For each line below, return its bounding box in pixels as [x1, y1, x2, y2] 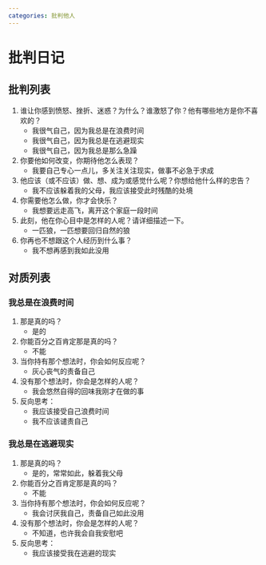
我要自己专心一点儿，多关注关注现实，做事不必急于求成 [31, 165, 214, 175]
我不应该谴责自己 [31, 416, 89, 426]
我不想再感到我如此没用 [31, 245, 109, 255]
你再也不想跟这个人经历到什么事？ [19, 235, 133, 245]
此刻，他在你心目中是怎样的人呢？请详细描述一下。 [19, 215, 189, 225]
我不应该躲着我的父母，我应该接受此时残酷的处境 [31, 185, 193, 195]
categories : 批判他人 [8, 11, 76, 20]
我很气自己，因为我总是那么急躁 [31, 145, 137, 155]
